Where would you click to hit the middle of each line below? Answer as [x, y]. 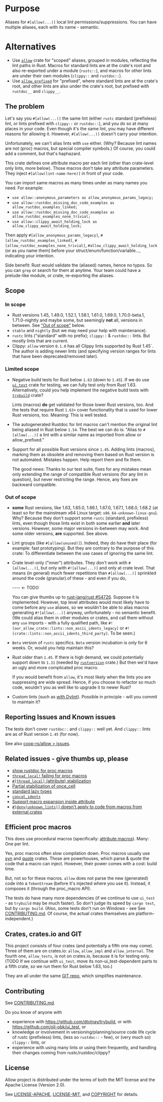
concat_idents [26, 797]
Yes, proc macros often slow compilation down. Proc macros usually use [78, 853]
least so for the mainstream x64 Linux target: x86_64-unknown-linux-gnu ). [85, 513]
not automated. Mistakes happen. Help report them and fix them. [77, 460]
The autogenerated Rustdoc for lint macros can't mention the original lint [85, 424]
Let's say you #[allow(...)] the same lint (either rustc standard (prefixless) [81, 118]
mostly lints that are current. [40, 341]
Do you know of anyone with [33, 1013]
